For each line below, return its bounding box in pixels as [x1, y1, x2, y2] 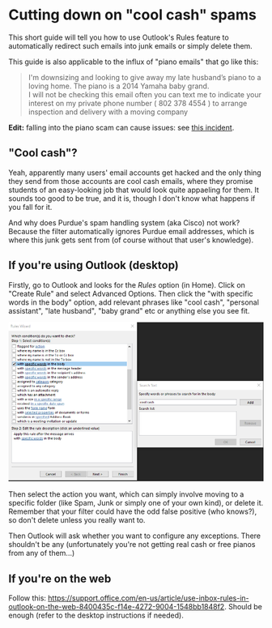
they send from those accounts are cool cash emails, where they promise [8, 176, 253, 186]
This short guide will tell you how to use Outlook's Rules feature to [8, 32, 229, 42]
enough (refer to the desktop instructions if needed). [8, 610, 184, 621]
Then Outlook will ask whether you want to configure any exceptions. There [8, 531, 261, 540]
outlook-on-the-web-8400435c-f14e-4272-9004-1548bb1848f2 [8, 602, 225, 612]
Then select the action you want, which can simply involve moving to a [8, 489, 244, 499]
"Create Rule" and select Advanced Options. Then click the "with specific [8, 288, 253, 298]
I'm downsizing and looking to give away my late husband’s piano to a [28, 72, 261, 82]
